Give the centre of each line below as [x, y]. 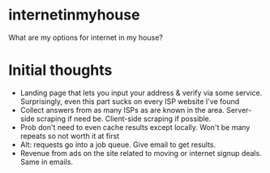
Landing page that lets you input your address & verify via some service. [141, 93]
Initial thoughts [60, 70]
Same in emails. [47, 162]
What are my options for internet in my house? [86, 37]
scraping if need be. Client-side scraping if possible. [124, 119]
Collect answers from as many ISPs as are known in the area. [122, 110]
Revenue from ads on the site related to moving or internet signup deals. [141, 153]
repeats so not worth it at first [70, 136]
